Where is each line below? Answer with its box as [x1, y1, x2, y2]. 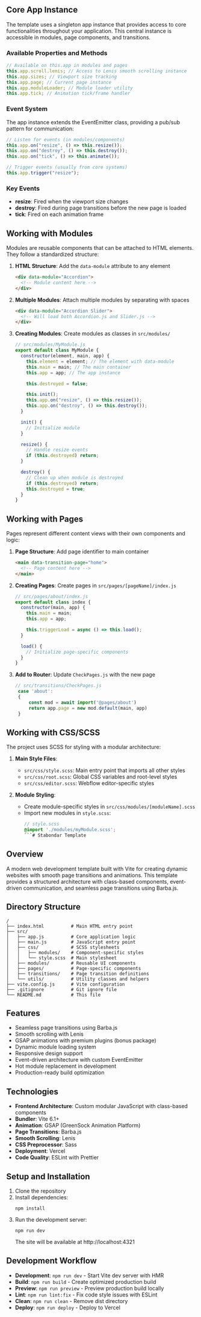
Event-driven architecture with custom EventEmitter [14, 1056, 143, 1063]
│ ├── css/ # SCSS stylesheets [6, 944, 120, 950]
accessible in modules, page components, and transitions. [6, 33, 151, 41]
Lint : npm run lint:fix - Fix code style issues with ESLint [14, 1291, 158, 1298]
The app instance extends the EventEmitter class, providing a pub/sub [6, 118, 181, 126]
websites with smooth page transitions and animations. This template [6, 872, 178, 879]
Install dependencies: [14, 1194, 69, 1201]
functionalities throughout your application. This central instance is [6, 27, 172, 34]
